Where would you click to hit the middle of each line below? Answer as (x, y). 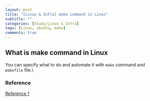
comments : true (21, 33)
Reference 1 (17, 94)
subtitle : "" (19, 19)
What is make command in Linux (57, 53)
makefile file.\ (19, 70)
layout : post (19, 10)
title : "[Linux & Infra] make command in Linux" (57, 14)
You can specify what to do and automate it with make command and (75, 64)
